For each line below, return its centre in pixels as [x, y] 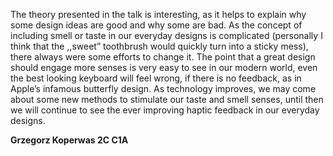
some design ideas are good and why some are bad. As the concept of [156, 25]
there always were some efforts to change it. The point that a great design [163, 57]
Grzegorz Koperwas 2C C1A [69, 140]
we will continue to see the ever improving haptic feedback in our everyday [165, 110]
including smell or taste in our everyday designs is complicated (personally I [166, 35]
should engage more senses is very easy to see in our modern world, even [164, 67]
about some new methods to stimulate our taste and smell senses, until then [167, 99]
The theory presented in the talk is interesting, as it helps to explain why [158, 14]
